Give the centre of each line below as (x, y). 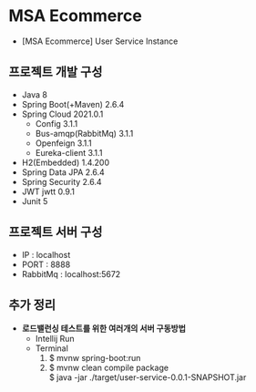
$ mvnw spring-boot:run (95, 358)
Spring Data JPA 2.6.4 (63, 172)
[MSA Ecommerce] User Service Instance (100, 41)
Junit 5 (35, 201)
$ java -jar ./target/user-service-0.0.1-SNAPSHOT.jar (148, 377)
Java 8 (34, 94)
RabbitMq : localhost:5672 (71, 273)
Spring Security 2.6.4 (61, 181)
